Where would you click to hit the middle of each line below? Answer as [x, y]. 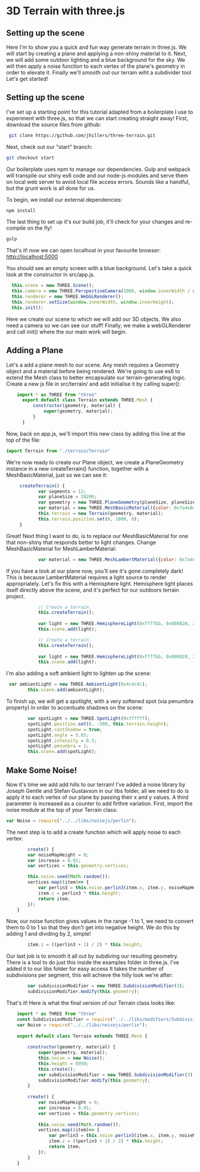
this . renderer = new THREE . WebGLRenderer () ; [68, 297]
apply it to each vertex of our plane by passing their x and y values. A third [97, 797]
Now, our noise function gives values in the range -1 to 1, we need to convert [100, 921]
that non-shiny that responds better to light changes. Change [81, 542]
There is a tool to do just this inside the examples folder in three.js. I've [93, 962]
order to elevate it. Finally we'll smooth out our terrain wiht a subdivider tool [99, 72]
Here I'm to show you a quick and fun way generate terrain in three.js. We [96, 47]
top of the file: [23, 440]
